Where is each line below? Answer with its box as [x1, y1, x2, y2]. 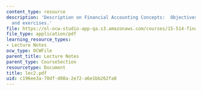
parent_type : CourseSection [6, 59, 77, 65]
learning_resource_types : [6, 37, 71, 43]
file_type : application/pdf [6, 31, 77, 37]
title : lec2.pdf [6, 70, 47, 76]
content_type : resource [6, 8, 66, 15]
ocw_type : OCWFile [6, 48, 52, 54]
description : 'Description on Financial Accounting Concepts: [6, 14, 165, 20]
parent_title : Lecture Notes [6, 53, 79, 59]
